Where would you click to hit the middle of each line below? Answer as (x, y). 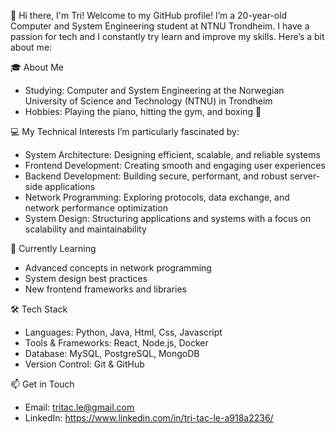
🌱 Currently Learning (53, 248)
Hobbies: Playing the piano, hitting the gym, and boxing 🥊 (143, 111)
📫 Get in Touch (42, 384)
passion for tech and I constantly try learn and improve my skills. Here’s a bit (167, 36)
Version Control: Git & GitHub (84, 364)
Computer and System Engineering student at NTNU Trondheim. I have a (160, 26)
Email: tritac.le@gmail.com (79, 407)
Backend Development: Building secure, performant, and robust (156, 176)
